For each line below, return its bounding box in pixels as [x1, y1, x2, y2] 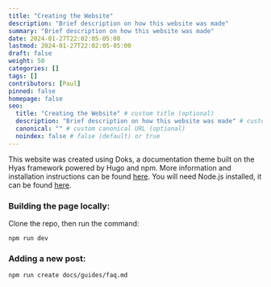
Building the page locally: [8, 200, 110, 211]
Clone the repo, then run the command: [8, 218, 140, 228]
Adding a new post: [8, 252, 86, 264]
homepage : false [8, 95, 63, 103]
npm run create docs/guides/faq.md [8, 272, 128, 280]
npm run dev [8, 234, 48, 243]
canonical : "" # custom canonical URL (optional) [15, 125, 186, 133]
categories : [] [8, 65, 60, 73]
